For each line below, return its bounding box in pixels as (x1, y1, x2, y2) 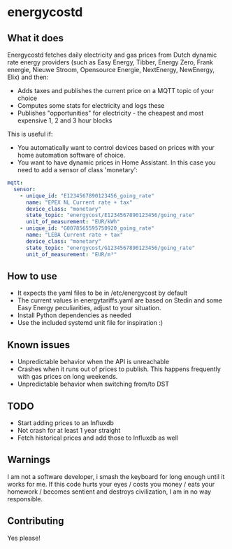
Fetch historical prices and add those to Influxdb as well (17, 433, 178, 442)
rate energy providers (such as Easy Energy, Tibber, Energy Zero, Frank (7, 58, 214, 67)
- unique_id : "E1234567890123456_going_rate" (20, 192, 155, 200)
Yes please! (7, 534, 41, 542)
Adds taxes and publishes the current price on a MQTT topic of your (17, 87, 215, 95)
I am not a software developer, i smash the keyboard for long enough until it (7, 472, 225, 480)
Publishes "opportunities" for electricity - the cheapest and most (17, 109, 204, 117)
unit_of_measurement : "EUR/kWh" (25, 218, 120, 225)
